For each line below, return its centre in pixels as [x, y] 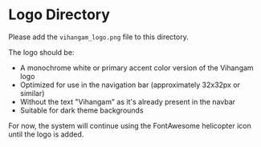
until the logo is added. [46, 134]
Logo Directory [59, 15]
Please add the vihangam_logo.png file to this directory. [98, 37]
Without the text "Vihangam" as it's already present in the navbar [127, 101]
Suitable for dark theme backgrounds [82, 110]
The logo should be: [41, 52]
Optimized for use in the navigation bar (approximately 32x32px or [130, 85]
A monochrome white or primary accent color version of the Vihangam [137, 68]
